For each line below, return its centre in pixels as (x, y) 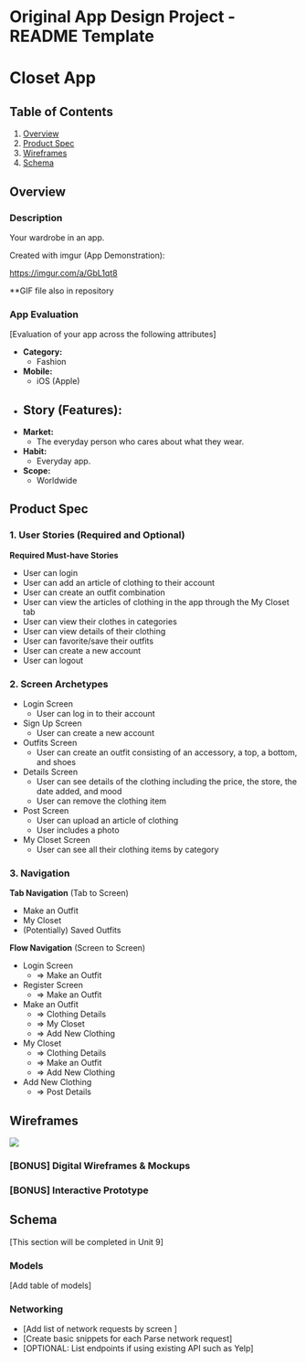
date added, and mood (79, 791)
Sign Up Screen (52, 723)
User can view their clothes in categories (100, 621)
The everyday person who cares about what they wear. (140, 442)
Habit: (35, 451)
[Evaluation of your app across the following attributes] (113, 335)
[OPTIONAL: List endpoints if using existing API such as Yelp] (138, 1348)
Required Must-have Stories (64, 555)
